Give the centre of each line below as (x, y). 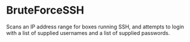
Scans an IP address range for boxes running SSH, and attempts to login (95, 27)
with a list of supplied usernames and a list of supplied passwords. (88, 33)
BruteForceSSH (45, 10)
